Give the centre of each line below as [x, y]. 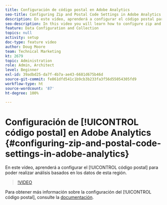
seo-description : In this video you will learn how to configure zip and [83, 24]
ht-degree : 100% [22, 93]
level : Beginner [22, 70]
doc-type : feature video [31, 42]
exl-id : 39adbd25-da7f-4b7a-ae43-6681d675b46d [54, 75]
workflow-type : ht [24, 84]
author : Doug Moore [25, 47]
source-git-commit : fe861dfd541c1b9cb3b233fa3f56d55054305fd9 [71, 79]
